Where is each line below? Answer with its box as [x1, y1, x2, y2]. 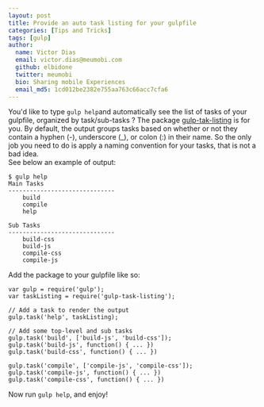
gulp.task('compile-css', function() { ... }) [8, 376, 165, 384]
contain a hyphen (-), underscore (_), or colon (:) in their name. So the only [8, 132, 252, 142]
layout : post [8, 11, 52, 20]
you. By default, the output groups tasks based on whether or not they [8, 124, 238, 133]
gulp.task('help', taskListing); [8, 313, 119, 321]
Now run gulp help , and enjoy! [8, 390, 109, 399]
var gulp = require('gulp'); [8, 286, 105, 294]
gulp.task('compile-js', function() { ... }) [8, 369, 161, 377]
